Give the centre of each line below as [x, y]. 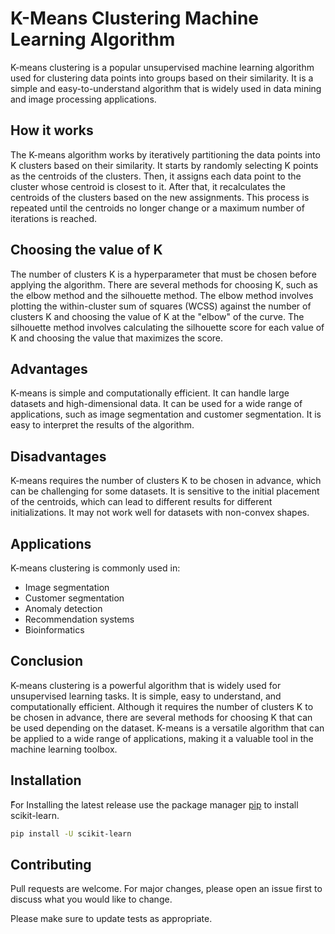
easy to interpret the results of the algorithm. [102, 425]
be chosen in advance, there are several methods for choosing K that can [161, 717]
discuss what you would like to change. [91, 899]
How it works [52, 130]
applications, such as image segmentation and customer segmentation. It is [166, 414]
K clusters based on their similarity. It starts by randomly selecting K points [164, 165]
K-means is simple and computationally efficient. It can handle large [150, 393]
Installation [46, 780]
